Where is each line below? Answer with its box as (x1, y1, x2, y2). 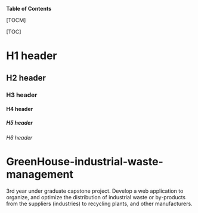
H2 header (6, 73, 47, 83)
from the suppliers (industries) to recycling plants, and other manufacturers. (6, 200, 193, 207)
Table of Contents (6, 5, 52, 12)
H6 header (6, 134, 33, 141)
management (6, 168, 73, 181)
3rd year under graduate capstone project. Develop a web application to (6, 187, 184, 195)
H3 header (6, 91, 38, 99)
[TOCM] (6, 17, 26, 23)
